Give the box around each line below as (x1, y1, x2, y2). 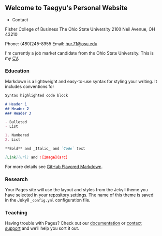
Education (5, 67, 30, 74)
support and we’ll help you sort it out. (5, 225, 79, 231)
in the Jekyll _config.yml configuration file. (5, 197, 90, 203)
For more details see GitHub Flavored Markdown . (5, 164, 103, 169)
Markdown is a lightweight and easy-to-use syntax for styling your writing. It (5, 79, 157, 84)
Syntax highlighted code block (5, 93, 68, 98)
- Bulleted (5, 119, 27, 124)
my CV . (5, 55, 19, 61)
